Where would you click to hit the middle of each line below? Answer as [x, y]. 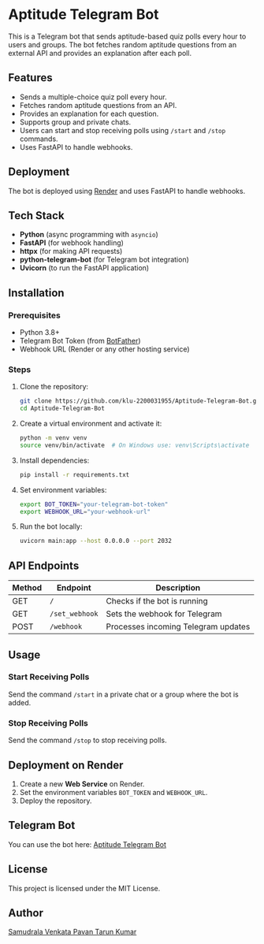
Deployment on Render [66, 765]
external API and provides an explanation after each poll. [100, 53]
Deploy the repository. [56, 801]
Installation [36, 293]
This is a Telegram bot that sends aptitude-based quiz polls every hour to [127, 36]
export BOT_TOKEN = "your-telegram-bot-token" [94, 504]
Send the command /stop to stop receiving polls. [87, 740]
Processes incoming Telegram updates [178, 626]
